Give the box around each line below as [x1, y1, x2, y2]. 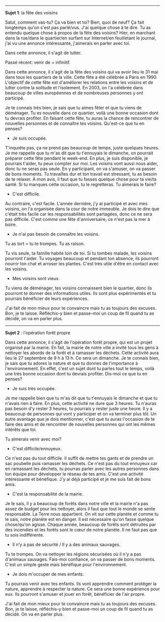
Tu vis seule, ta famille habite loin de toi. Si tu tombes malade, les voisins [5, 250, 152, 256]
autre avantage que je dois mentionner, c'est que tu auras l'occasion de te [5, 416, 155, 422]
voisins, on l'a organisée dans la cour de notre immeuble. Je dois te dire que [5, 206, 160, 212]
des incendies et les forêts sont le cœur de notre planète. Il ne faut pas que [5, 527, 157, 533]
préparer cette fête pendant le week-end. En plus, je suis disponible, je [5, 155, 148, 161]
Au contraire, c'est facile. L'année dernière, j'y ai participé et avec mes [5, 201, 148, 206]
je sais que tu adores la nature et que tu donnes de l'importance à [5, 361, 138, 366]
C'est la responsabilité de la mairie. [12, 491, 83, 497]
